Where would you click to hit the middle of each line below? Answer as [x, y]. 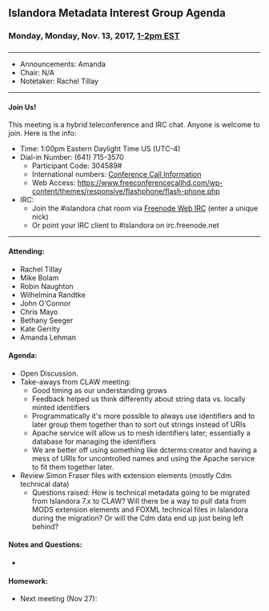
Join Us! [22, 107]
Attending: [26, 251]
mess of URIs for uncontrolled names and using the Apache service [143, 458]
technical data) [44, 484]
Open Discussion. [49, 373]
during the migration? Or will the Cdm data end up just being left [138, 518]
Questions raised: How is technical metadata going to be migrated [141, 492]
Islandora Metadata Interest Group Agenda [117, 13]
